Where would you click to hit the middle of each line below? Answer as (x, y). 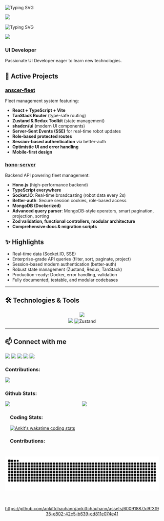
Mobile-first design (32, 152)
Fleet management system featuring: (42, 101)
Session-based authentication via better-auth (59, 141)
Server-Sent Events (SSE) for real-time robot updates (66, 131)
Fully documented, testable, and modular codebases (65, 280)
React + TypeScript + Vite (39, 110)
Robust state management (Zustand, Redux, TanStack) (67, 269)
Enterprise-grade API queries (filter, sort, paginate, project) (72, 259)
